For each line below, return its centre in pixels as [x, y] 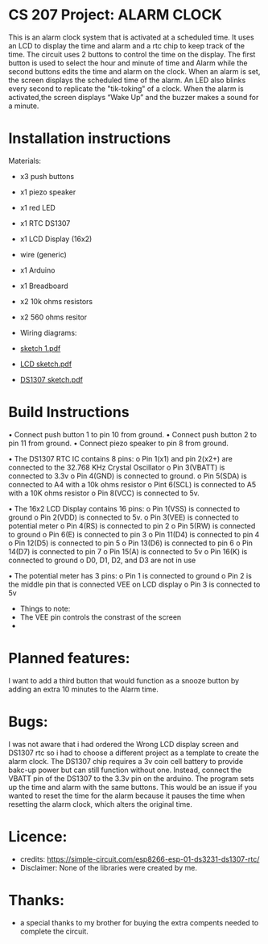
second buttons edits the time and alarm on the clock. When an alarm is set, [134, 71]
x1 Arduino [37, 270]
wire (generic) [43, 254]
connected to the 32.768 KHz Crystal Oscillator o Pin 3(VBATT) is [117, 467]
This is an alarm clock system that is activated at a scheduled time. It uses [132, 37]
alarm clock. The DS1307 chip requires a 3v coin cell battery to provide [126, 761]
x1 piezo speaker [48, 192]
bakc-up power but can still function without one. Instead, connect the [125, 770]
